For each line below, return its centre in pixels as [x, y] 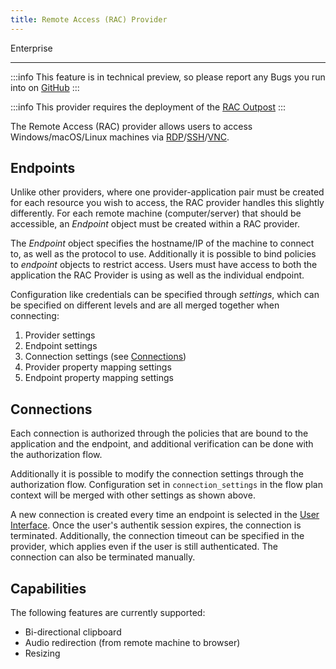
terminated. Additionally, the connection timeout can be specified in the [157, 536]
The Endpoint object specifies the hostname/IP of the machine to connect [162, 243]
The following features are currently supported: [108, 613]
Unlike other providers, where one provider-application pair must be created [167, 192]
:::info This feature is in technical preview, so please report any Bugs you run [168, 77]
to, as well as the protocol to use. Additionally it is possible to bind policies [163, 254]
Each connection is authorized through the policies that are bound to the [159, 433]
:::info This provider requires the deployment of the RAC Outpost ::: [148, 107]
